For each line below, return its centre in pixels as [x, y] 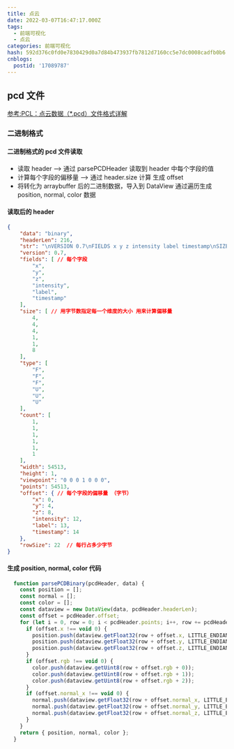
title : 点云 [23, 14]
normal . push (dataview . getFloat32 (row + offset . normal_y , [116, 707]
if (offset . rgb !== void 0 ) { [69, 661]
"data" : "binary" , [46, 233]
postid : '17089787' [42, 66]
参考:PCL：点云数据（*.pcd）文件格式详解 [67, 114]
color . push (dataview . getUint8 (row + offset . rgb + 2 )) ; [114, 681]
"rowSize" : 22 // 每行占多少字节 [66, 545]
